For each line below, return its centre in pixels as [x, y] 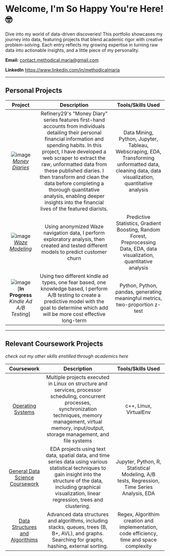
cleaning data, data [138, 171]
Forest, [138, 236]
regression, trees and [78, 500]
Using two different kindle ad [74, 276]
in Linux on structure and [78, 383]
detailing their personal [74, 133]
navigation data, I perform [74, 233]
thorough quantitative [74, 189]
